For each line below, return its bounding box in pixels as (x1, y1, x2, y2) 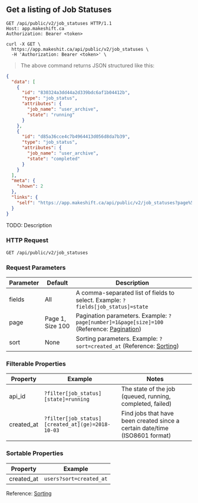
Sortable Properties (6, 449, 64, 457)
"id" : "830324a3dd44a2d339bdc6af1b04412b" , (21, 90, 131, 96)
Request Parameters (6, 263, 66, 272)
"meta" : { (11, 178, 35, 184)
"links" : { (11, 195, 38, 201)
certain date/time (121, 424, 169, 433)
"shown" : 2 (16, 183, 44, 189)
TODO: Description (6, 221, 52, 228)
